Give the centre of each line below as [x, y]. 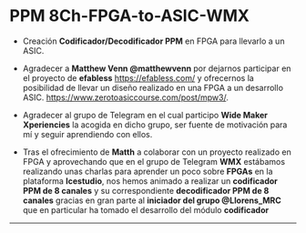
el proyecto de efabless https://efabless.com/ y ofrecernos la [138, 77]
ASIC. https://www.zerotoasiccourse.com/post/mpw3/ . [126, 97]
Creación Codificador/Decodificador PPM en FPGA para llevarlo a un [153, 41]
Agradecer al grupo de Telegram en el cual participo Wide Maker [145, 115]
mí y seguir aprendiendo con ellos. [87, 134]
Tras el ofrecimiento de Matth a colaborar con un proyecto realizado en [157, 152]
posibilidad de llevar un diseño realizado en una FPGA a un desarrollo [153, 87]
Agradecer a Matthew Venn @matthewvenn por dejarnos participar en [157, 68]
